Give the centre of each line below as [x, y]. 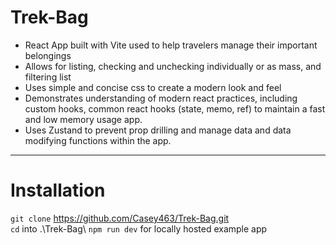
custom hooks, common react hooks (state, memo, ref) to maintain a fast [175, 108]
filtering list [48, 77]
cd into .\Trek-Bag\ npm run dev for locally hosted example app [139, 228]
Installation [58, 190]
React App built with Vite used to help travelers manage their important [171, 45]
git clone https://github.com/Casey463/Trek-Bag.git [120, 218]
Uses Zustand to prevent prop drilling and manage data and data [158, 130]
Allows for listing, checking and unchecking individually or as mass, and [173, 66]
